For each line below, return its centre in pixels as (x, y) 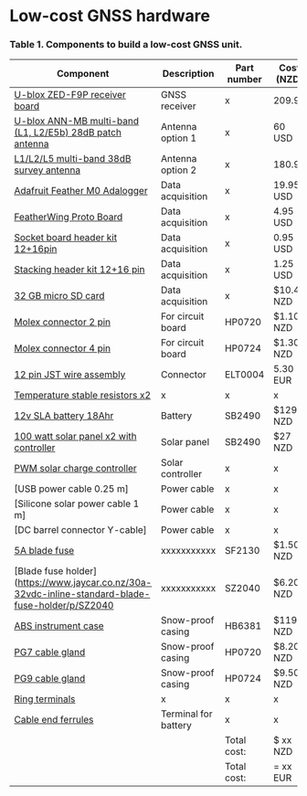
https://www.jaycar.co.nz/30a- (85, 583)
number (244, 80)
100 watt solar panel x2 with (75, 437)
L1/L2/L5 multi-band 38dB (73, 159)
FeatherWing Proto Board (69, 218)
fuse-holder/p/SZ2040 (64, 606)
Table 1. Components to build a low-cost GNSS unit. (126, 45)
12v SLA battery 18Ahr (64, 416)
